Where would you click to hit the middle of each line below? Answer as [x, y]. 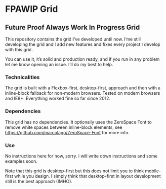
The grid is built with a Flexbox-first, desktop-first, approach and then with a [83, 88]
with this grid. [19, 50]
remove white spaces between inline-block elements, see [64, 127]
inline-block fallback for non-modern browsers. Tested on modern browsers [83, 93]
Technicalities [22, 77]
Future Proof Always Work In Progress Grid [72, 27]
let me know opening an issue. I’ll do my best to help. [59, 64]
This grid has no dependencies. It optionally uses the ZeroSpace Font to [79, 122]
